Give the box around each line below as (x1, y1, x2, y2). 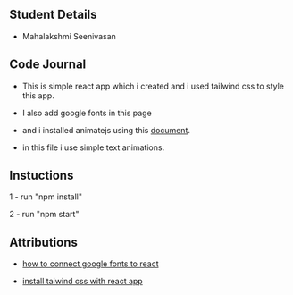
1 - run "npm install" (9, 191, 83, 202)
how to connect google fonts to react (21, 258, 159, 269)
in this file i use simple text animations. (21, 142, 165, 153)
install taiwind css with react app (21, 276, 143, 287)
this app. (21, 89, 55, 101)
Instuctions (9, 168, 74, 183)
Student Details (9, 7, 97, 22)
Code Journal (9, 57, 87, 72)
